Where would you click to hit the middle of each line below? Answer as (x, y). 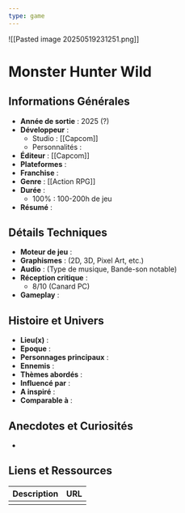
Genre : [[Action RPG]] (58, 181)
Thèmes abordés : (51, 374)
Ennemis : (37, 366)
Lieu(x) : (34, 340)
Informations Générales (69, 102)
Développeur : (44, 130)
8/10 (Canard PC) (61, 286)
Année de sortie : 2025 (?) (65, 121)
